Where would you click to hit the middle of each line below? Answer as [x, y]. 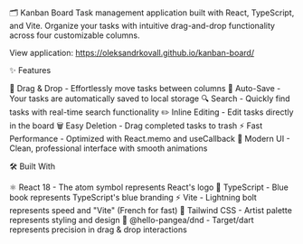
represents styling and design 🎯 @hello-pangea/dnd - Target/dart [132, 220]
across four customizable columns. [75, 35]
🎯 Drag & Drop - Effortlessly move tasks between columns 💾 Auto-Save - [145, 88]
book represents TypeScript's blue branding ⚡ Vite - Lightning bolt [133, 197]
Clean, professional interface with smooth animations [109, 148]
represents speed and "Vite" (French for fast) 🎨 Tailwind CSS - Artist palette [151, 210]
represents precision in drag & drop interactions [98, 230]
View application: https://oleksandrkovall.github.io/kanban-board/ [132, 53]
